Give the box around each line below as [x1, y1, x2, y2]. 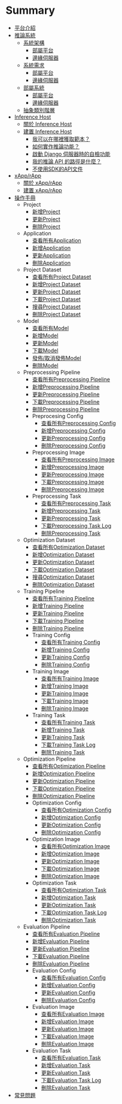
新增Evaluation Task [41, 1061, 91, 1069]
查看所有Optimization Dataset [32, 543, 105, 551]
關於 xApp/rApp [23, 179, 62, 186]
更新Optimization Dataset [32, 558, 95, 565]
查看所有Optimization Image [41, 842, 110, 849]
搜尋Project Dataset [32, 303, 81, 310]
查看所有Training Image [41, 675, 99, 682]
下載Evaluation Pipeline [32, 952, 90, 960]
